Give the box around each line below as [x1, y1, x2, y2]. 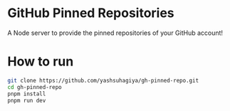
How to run [7, 53, 74, 70]
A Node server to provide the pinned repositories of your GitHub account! [7, 28, 223, 37]
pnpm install [7, 90, 46, 97]
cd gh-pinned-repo [7, 83, 62, 90]
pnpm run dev [7, 97, 46, 104]
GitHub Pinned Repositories [7, 5, 174, 21]
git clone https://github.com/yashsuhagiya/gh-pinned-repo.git [7, 77, 199, 84]
